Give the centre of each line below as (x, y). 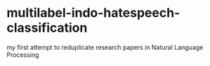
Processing (23, 55)
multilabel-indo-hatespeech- (93, 13)
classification (47, 28)
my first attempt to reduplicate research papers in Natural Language (105, 47)
